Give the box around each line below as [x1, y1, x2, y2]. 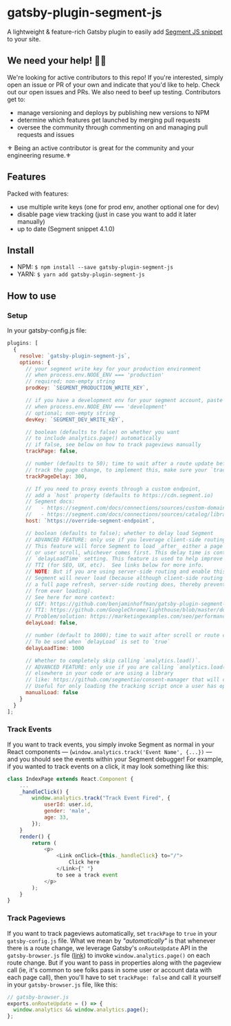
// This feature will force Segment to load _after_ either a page [25, 543, 223, 549]
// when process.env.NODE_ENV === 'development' [25, 403, 168, 410]
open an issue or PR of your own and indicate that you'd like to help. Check [7, 81, 220, 89]
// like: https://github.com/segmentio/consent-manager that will [25, 676, 220, 683]
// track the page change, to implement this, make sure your [25, 466, 208, 473]
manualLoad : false [25, 689, 78, 696]
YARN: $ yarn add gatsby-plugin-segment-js [16, 270, 146, 278]
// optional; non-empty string [25, 410, 115, 417]
